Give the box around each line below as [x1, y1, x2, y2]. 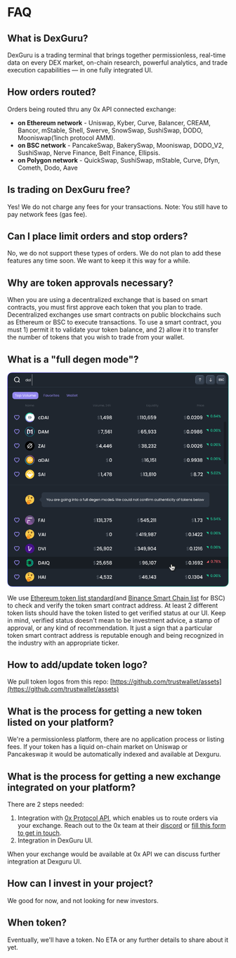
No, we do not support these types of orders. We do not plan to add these [7, 249, 221, 258]
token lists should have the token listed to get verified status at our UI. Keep [7, 608, 226, 617]
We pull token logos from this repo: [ [7, 677, 113, 686]
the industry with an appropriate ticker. [7, 638, 119, 647]
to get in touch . [17, 828, 62, 838]
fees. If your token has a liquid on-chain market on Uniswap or [7, 743, 188, 751]
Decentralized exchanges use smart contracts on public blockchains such [7, 310, 221, 319]
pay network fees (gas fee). [7, 210, 88, 218]
